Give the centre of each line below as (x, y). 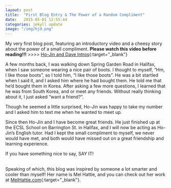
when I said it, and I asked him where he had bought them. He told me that (83, 81)
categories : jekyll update (34, 24)
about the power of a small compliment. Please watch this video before (81, 49)
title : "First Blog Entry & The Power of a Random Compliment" (75, 15)
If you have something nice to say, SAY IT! (50, 154)
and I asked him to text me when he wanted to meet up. (64, 112)
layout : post (19, 10)
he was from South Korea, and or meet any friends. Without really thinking (83, 91)
